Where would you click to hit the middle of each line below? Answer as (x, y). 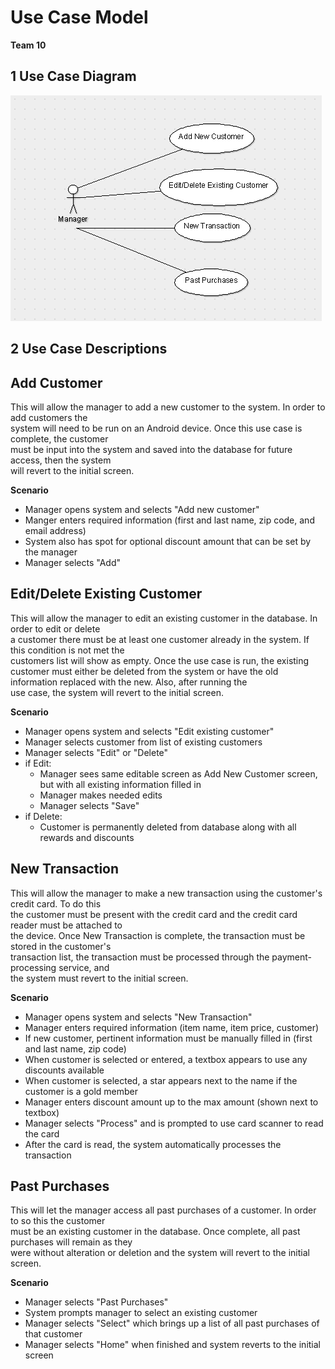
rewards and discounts (87, 837)
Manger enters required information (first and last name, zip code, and (169, 520)
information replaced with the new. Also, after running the (129, 682)
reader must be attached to (66, 925)
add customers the (49, 417)
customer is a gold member (81, 1091)
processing (33, 967)
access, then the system (61, 460)
